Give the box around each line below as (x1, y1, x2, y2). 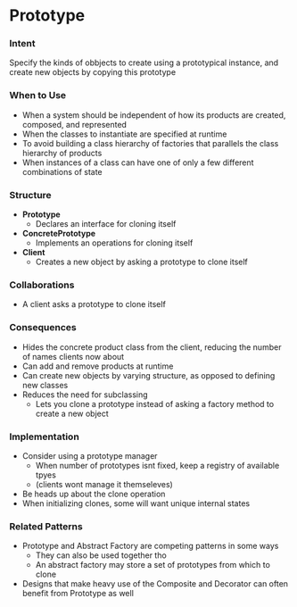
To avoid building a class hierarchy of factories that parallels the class (21, 137, 279, 148)
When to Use (9, 89, 67, 102)
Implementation (9, 430, 80, 443)
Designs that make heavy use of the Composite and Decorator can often (21, 578, 288, 589)
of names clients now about (21, 351, 125, 362)
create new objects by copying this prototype (9, 67, 177, 78)
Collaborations (9, 279, 75, 291)
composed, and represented (21, 119, 128, 129)
